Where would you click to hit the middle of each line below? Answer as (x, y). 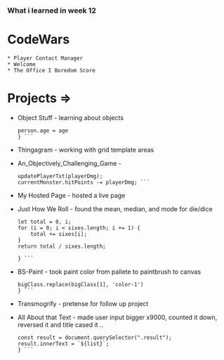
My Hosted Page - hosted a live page (71, 195)
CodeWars (39, 40)
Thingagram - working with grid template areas (86, 149)
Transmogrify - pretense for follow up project (83, 303)
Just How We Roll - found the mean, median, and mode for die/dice (115, 208)
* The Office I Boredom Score (52, 70)
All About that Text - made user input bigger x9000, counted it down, (117, 317)
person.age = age (43, 131)
